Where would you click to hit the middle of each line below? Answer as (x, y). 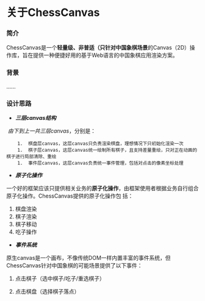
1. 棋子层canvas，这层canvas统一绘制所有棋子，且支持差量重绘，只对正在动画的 (107, 150)
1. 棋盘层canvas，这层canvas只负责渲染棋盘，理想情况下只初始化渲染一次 (101, 144)
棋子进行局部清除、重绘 (31, 157)
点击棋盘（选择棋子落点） (47, 292)
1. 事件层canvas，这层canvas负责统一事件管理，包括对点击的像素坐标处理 (101, 163)
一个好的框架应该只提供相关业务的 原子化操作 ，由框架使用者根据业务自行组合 (103, 188)
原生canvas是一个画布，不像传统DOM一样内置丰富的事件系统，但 (88, 258)
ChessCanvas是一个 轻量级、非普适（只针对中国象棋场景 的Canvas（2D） (98, 48)
